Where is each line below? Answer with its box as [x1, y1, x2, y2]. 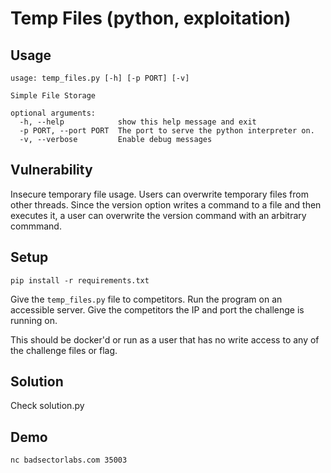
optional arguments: [10, 108, 97, 118]
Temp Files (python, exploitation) [10, 7, 292, 30]
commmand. [10, 220, 62, 232]
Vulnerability [10, 162, 93, 179]
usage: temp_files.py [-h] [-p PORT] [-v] [10, 73, 190, 83]
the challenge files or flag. [10, 344, 118, 356]
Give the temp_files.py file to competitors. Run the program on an [10, 293, 283, 305]
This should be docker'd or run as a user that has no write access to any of [10, 333, 320, 346]
